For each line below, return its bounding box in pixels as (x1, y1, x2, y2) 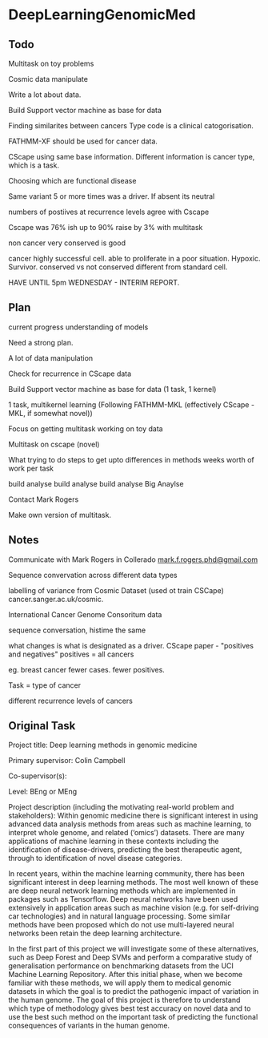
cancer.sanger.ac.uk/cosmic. (8, 594, 104, 604)
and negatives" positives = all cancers (8, 649, 134, 659)
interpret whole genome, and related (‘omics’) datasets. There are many (8, 828, 246, 838)
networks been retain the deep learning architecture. (8, 928, 182, 939)
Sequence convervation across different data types (8, 570, 178, 580)
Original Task (8, 719, 76, 733)
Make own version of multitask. (8, 510, 112, 519)
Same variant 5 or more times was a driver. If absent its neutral (8, 192, 215, 201)
